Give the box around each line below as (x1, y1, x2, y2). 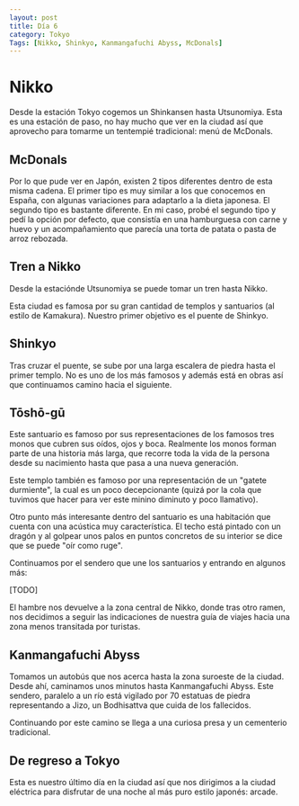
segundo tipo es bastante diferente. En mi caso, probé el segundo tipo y (9, 204, 277, 215)
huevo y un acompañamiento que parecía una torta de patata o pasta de (9, 224, 277, 234)
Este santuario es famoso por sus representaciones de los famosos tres (9, 429, 275, 440)
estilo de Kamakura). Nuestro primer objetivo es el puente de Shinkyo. (9, 309, 269, 320)
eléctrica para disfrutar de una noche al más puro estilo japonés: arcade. (9, 786, 278, 797)
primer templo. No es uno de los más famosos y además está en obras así (9, 370, 284, 381)
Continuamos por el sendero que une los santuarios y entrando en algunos (9, 558, 286, 569)
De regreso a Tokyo (9, 753, 120, 768)
